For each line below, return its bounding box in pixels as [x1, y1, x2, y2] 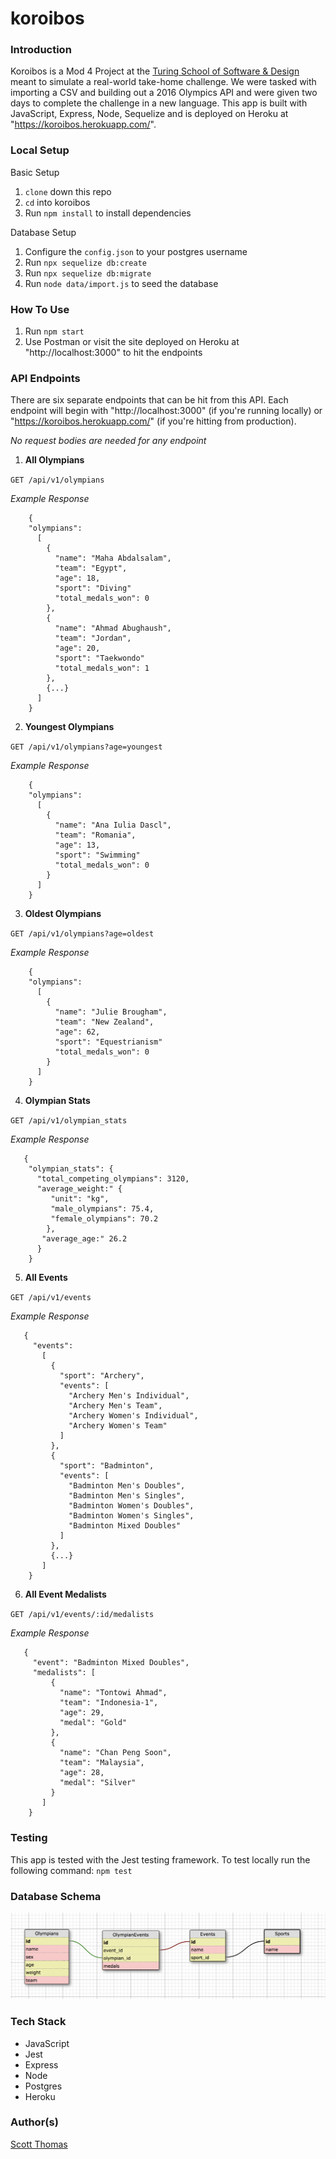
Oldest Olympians [24, 908, 102, 920]
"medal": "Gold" [59, 1718, 128, 1728]
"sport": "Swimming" [54, 850, 141, 861]
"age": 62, [54, 1027, 101, 1037]
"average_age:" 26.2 [41, 1234, 128, 1244]
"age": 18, [54, 573, 101, 584]
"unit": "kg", [50, 1194, 110, 1204]
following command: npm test [10, 1864, 133, 1876]
